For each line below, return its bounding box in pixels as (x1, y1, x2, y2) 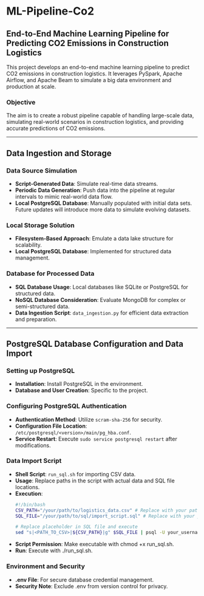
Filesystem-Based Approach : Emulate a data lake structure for (15, 235, 174, 242)
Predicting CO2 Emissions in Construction (6, 38, 169, 48)
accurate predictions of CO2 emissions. (6, 125, 106, 132)
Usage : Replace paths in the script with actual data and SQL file (15, 477, 175, 484)
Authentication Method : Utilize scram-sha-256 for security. (15, 416, 163, 423)
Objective (6, 98, 36, 106)
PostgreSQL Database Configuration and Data (6, 338, 184, 349)
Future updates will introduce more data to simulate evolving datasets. (15, 205, 191, 213)
